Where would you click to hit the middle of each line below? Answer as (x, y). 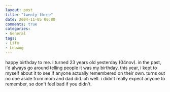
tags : (11, 39)
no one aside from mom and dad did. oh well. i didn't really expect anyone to (85, 78)
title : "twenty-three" (29, 15)
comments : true (21, 24)
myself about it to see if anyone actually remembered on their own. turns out (85, 73)
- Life (12, 43)
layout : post (19, 10)
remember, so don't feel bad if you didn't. (49, 84)
